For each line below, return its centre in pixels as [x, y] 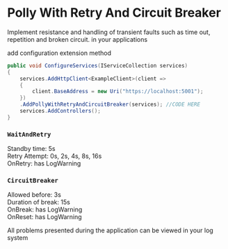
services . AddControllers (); [60, 111]
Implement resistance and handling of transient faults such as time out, [109, 32]
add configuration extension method [59, 53]
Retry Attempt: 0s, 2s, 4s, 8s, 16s [55, 156]
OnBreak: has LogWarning [45, 209]
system [18, 238]
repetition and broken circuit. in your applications [78, 39]
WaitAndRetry [29, 134]
